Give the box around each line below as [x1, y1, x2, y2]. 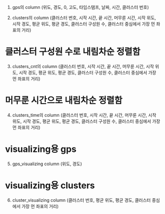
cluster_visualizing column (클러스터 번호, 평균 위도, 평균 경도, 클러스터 [12, 197, 151, 203]
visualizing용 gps [5, 143, 77, 155]
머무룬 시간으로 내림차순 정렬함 [5, 95, 123, 106]
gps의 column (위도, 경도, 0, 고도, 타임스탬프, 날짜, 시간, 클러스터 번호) [12, 4, 149, 10]
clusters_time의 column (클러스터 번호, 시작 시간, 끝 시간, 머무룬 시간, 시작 [12, 112, 157, 118]
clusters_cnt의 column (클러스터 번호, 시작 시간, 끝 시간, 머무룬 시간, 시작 [12, 63, 154, 69]
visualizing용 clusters [5, 180, 95, 191]
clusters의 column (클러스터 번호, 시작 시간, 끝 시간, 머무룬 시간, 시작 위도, [12, 15, 156, 21]
